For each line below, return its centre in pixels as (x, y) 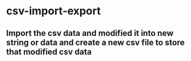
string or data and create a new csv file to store (95, 42)
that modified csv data (49, 52)
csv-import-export (54, 11)
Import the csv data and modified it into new (90, 33)
